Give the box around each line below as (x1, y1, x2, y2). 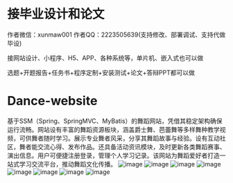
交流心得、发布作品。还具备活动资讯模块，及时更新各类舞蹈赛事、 (37, 142, 226, 151)
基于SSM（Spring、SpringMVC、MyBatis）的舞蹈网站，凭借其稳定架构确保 (7, 117, 223, 125)
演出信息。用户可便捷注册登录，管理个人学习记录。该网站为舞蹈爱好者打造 (7, 151, 220, 160)
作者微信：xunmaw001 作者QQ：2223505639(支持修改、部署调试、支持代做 (7, 30, 226, 39)
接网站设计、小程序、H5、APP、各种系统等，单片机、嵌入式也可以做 (7, 53, 204, 62)
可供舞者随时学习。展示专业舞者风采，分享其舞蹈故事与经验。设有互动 (19, 134, 220, 142)
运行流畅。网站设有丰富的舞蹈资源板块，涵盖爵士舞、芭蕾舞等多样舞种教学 (7, 125, 220, 133)
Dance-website (7, 93, 98, 109)
